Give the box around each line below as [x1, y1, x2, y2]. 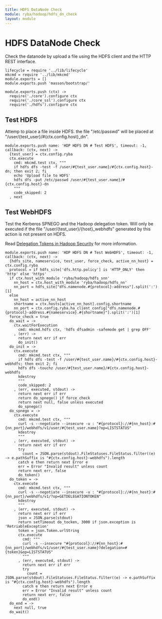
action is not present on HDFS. [5, 231, 67, 237]
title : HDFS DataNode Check [5, 7, 62, 12]
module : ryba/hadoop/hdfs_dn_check [5, 12, 77, 17]
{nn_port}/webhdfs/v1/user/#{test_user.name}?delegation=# [5, 545, 127, 550]
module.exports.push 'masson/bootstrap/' [5, 81, 90, 86]
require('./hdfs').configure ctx [9, 102, 77, 108]
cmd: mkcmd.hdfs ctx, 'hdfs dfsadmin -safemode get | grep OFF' [18, 327, 151, 332]
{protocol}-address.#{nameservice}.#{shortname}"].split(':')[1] [5, 310, 140, 315]
